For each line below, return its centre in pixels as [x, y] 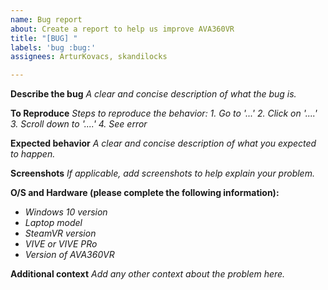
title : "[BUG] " [44, 38]
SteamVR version [60, 233]
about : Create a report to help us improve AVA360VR [122, 29]
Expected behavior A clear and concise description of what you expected [163, 143]
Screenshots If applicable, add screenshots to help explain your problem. [162, 173]
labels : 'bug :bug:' [53, 47]
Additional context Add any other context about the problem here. [148, 274]
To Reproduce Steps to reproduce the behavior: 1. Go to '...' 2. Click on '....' [164, 113]
